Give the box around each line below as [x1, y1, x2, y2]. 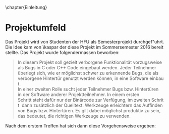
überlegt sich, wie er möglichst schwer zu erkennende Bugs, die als [17, 70, 159, 76]
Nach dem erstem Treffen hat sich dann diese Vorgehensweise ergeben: [5, 122, 156, 128]
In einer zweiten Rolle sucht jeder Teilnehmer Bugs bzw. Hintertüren [17, 86, 159, 92]
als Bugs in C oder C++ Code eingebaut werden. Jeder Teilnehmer [17, 64, 156, 70]
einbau [149, 75, 164, 81]
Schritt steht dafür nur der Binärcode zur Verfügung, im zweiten [17, 97, 150, 103]
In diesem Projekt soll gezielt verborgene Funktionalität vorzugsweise [17, 59, 162, 65]
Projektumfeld [5, 22, 67, 33]
